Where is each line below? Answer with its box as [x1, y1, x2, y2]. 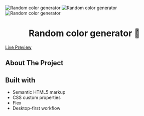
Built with [5, 76, 36, 84]
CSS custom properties [12, 94, 61, 100]
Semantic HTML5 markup [12, 89, 66, 95]
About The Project [5, 59, 64, 67]
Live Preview [5, 44, 32, 50]
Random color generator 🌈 [28, 28, 140, 39]
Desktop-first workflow [12, 105, 61, 111]
